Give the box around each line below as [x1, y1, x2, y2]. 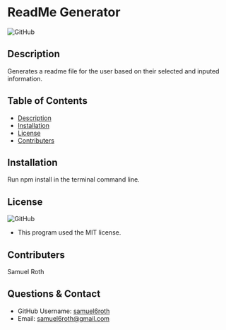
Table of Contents [7, 95, 88, 107]
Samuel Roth [7, 268, 44, 276]
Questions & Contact [7, 288, 101, 300]
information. [7, 74, 43, 83]
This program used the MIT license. [17, 228, 121, 237]
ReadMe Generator [7, 4, 121, 20]
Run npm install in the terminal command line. [7, 175, 140, 184]
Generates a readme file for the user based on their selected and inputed [7, 66, 220, 75]
